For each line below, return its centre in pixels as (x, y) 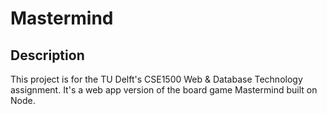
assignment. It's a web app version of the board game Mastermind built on (164, 90)
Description (47, 55)
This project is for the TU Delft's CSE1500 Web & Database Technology (156, 79)
